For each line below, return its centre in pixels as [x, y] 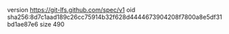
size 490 [52, 24]
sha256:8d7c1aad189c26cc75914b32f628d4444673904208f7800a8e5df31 [115, 17]
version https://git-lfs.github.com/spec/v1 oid [71, 10]
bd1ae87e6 [23, 24]
